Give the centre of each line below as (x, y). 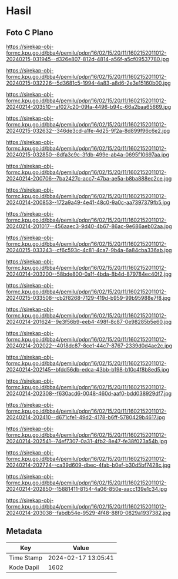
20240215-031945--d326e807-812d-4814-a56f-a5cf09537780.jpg (88, 59)
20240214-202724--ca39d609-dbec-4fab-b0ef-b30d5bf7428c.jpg (88, 465)
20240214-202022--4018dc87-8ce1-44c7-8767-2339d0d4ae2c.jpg (89, 346)
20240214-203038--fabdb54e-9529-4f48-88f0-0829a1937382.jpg (88, 513)
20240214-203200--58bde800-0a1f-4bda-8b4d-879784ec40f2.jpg (89, 274)
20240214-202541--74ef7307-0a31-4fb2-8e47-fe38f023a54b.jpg (87, 441)
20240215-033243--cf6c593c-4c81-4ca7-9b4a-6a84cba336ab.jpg (89, 250)
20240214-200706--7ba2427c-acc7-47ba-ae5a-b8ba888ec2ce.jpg (89, 178)
